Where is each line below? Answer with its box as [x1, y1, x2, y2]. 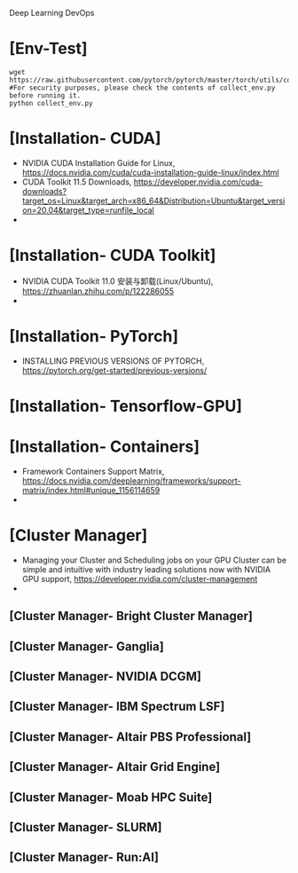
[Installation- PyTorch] [9, 326, 179, 346]
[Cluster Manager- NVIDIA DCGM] [9, 669, 202, 684]
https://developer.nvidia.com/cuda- [133, 177, 263, 187]
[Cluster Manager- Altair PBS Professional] [9, 729, 252, 744]
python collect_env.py [9, 98, 93, 107]
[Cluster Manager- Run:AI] [9, 850, 160, 865]
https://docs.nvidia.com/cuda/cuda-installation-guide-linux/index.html [21, 167, 279, 177]
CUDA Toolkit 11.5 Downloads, [21, 177, 132, 187]
